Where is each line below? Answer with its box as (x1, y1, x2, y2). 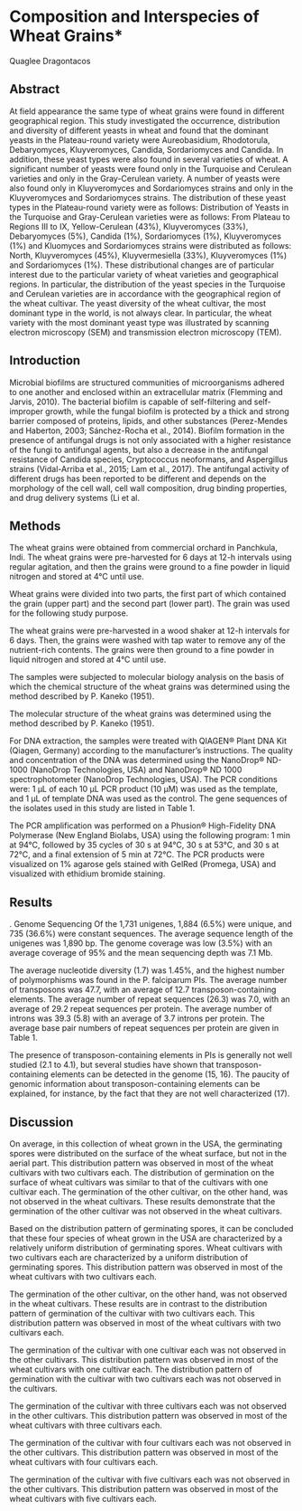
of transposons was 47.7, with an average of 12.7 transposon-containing (9, 984, 277, 996)
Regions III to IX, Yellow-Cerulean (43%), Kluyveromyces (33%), (9, 221, 249, 231)
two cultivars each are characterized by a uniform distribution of (9, 1252, 249, 1262)
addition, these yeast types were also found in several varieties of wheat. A (9, 154, 288, 165)
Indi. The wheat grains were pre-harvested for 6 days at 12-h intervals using (9, 552, 292, 562)
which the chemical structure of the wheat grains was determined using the (9, 681, 290, 693)
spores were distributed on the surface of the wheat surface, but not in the (9, 1148, 287, 1158)
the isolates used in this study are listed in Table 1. (9, 803, 196, 814)
